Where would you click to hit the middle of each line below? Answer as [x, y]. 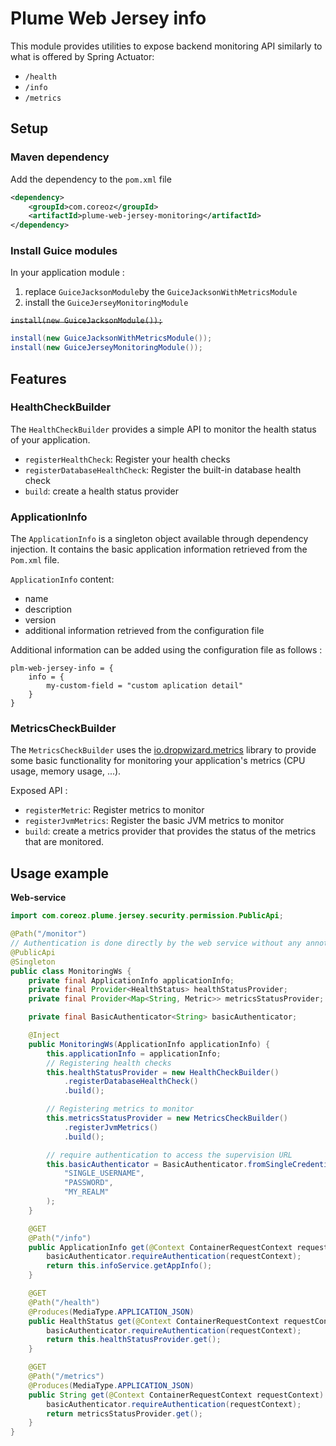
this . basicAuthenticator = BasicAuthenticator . [147, 1164]
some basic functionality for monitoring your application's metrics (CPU [158, 761]
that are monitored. [64, 842]
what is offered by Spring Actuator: [82, 56]
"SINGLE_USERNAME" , [104, 1173]
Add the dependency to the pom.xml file [91, 179]
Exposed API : [39, 791]
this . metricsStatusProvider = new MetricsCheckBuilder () [167, 1118]
